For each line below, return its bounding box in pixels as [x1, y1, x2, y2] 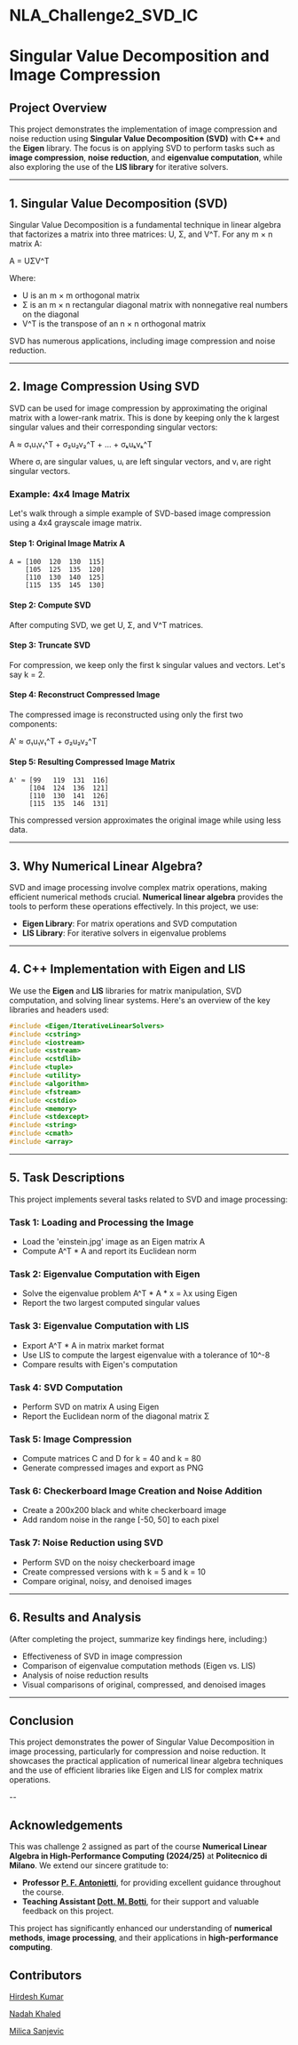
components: [9, 718, 58, 729]
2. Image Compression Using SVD [9, 379, 200, 394]
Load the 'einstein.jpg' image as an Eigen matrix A [21, 1236, 206, 1246]
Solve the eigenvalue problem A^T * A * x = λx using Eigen [21, 1288, 238, 1299]
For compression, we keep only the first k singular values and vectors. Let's [9, 659, 286, 670]
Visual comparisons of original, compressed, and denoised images [21, 1679, 266, 1690]
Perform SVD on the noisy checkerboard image [21, 1557, 195, 1567]
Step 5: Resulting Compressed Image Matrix [9, 756, 176, 767]
